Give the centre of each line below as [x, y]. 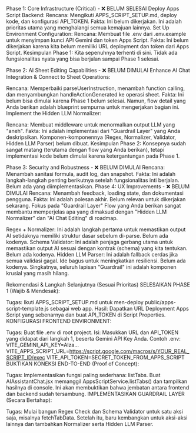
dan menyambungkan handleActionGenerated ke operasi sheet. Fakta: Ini [95, 94]
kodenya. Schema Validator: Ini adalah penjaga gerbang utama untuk [90, 242]
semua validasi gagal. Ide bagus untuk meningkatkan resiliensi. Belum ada [96, 261]
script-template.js [27, 309]
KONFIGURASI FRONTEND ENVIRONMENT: [59, 321]
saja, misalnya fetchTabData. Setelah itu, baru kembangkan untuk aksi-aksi [97, 418]
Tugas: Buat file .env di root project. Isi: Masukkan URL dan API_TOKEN [92, 332]
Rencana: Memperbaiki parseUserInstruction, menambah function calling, [96, 88]
